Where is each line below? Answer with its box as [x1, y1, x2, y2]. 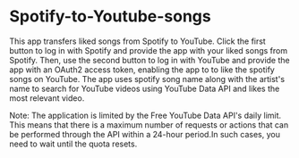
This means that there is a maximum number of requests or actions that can [9, 119, 289, 130]
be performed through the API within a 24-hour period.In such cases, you [9, 129, 280, 139]
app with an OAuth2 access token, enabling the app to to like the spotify [9, 64, 275, 75]
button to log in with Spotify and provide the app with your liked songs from [9, 45, 288, 55]
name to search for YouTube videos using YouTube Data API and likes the [9, 83, 280, 94]
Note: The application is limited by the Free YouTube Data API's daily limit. [9, 110, 282, 121]
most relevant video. [9, 92, 85, 104]
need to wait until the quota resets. [9, 138, 138, 149]
